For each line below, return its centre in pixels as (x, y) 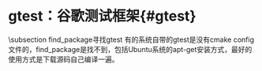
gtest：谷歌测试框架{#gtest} (102, 16)
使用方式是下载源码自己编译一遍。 (64, 59)
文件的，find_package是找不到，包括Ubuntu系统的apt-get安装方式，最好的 (130, 49)
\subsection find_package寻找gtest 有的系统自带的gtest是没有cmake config (131, 39)
